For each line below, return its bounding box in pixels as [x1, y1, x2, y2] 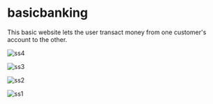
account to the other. [7, 35, 68, 43]
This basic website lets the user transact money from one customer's [7, 28, 207, 36]
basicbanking [7, 5, 89, 21]
